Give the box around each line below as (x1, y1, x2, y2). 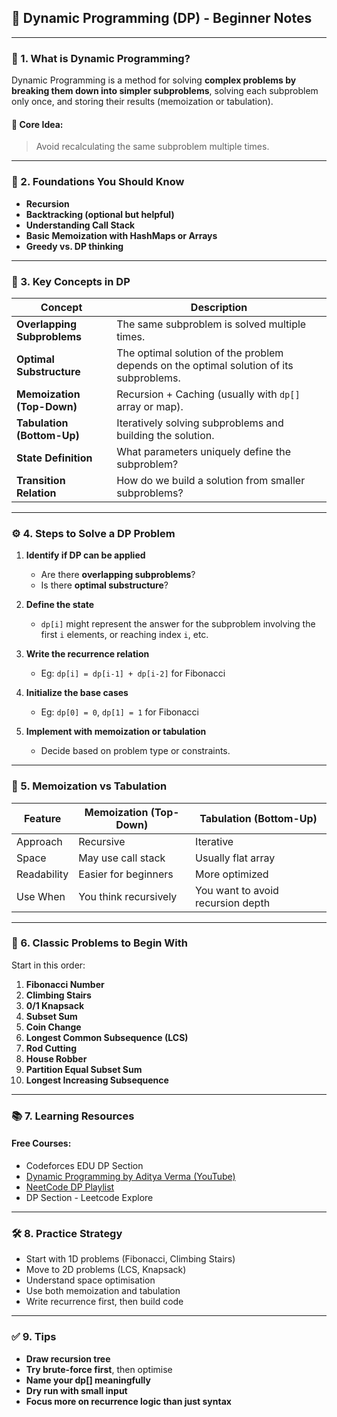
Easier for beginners (78, 867, 174, 881)
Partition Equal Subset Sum (25, 1063, 143, 1075)
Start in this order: (11, 959, 86, 971)
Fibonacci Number (25, 978, 105, 990)
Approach (16, 834, 63, 848)
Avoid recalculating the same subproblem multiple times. (35, 141, 270, 153)
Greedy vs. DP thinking (25, 240, 124, 252)
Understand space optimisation (25, 1274, 156, 1286)
